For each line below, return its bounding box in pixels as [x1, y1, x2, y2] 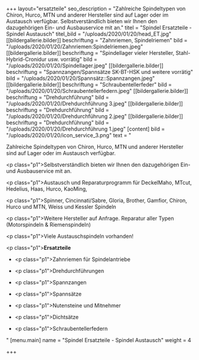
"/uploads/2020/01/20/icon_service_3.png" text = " [6, 132, 132, 139]
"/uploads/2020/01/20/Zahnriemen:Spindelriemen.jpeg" [6, 43, 144, 50]
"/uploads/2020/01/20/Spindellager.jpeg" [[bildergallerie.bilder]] [6, 62, 164, 69]
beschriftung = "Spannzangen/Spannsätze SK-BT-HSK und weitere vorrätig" [6, 69, 193, 75]
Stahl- [175, 49, 191, 56]
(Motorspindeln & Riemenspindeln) [6, 221, 91, 228]
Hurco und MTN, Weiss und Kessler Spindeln [6, 203, 116, 210]
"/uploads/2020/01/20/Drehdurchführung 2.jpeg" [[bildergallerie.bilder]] [6, 113, 183, 120]
